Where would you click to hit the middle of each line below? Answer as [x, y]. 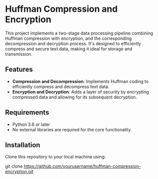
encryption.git [19, 172]
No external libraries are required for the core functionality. [72, 129]
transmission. [19, 54]
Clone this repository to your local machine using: [55, 157]
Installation [23, 145]
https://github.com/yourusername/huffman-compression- [82, 166]
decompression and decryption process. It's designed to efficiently [73, 43]
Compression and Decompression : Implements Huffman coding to [80, 81]
